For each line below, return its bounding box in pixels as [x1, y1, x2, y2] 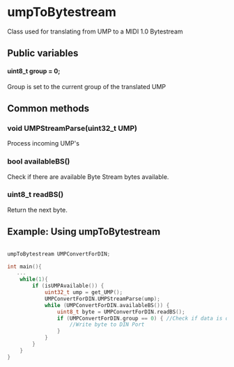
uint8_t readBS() [7, 189, 64, 199]
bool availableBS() [7, 157, 70, 166]
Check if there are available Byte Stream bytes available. [7, 172, 169, 181]
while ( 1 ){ [19, 276, 49, 283]
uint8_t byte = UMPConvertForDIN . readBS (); [56, 308, 186, 315]
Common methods [7, 102, 90, 114]
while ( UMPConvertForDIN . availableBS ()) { [44, 302, 170, 309]
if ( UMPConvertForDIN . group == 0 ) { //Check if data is [56, 315, 223, 322]
